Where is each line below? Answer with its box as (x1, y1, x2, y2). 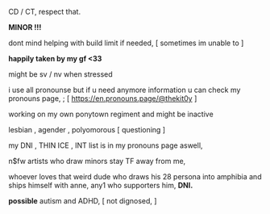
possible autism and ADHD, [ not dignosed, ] (8, 196, 157, 205)
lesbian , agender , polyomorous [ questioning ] (8, 125, 166, 134)
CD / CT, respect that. (8, 7, 81, 16)
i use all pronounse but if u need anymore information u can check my (8, 85, 241, 94)
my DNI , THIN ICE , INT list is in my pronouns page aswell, (8, 141, 203, 150)
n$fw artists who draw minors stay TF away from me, (8, 157, 186, 166)
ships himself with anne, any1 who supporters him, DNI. (8, 181, 193, 190)
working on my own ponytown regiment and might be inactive (8, 109, 214, 119)
